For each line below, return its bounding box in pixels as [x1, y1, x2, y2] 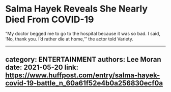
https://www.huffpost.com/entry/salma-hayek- [5, 71, 160, 80]
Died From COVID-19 [5, 14, 94, 25]
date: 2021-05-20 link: [5, 63, 79, 72]
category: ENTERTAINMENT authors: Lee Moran [5, 55, 161, 64]
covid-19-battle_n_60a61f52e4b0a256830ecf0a [5, 79, 163, 87]
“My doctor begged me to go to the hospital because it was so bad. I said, [5, 30, 160, 36]
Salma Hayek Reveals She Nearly [5, 3, 148, 15]
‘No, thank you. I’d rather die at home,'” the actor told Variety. [5, 36, 134, 42]
